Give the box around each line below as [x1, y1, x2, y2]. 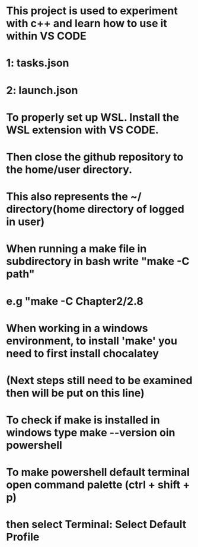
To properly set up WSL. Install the [6, 111, 180, 124]
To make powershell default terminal [6, 466, 190, 479]
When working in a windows [6, 321, 148, 335]
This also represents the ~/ [6, 190, 142, 204]
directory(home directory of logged [6, 202, 185, 216]
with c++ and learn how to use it [6, 17, 168, 30]
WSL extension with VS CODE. [6, 123, 159, 137]
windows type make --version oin [6, 426, 176, 439]
